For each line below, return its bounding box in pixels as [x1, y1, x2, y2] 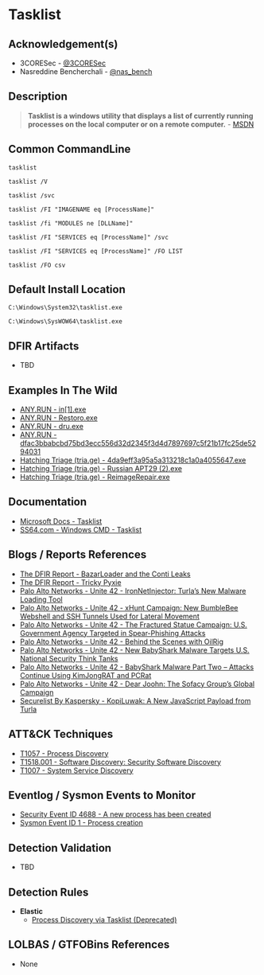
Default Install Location [8, 283, 126, 296]
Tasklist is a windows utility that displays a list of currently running [27, 111, 254, 120]
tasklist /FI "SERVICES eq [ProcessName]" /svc [8, 233, 169, 241]
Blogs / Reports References [8, 548, 147, 562]
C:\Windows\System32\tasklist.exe [8, 304, 123, 312]
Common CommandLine [8, 142, 131, 156]
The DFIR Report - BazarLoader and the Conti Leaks [19, 569, 191, 579]
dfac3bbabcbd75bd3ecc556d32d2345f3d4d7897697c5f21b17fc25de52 [19, 439, 257, 448]
